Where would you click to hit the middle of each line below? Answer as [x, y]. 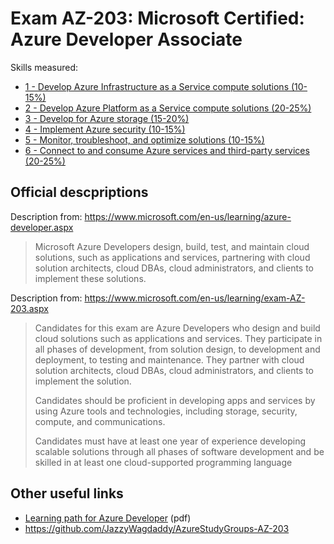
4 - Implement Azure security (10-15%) [105, 129]
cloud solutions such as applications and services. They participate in [178, 338]
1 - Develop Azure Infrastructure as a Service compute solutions [157, 86]
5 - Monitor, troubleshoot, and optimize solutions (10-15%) [144, 139]
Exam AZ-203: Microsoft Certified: [157, 18]
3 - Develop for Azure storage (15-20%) [107, 118]
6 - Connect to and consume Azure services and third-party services [167, 150]
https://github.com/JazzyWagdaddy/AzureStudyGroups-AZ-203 [157, 528]
